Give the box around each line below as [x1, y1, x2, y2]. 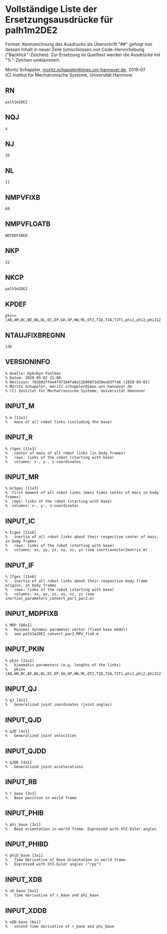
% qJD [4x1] [5, 729, 30, 734]
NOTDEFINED [5, 233, 28, 238]
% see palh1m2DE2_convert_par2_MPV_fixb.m [5, 631, 99, 636]
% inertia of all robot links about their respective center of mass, [5, 534, 159, 540]
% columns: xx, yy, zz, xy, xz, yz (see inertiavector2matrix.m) [5, 548, 148, 553]
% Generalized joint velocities [5, 733, 77, 738]
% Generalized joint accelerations [5, 764, 83, 769]
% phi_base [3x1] [5, 822, 41, 827]
